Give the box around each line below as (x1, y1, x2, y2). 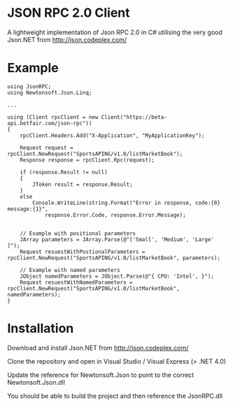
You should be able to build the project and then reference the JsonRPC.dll (7, 392, 223, 400)
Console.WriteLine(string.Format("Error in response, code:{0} (32, 199, 220, 206)
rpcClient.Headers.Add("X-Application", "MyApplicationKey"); (20, 131, 205, 139)
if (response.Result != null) (20, 169, 108, 176)
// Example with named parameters (20, 266, 120, 273)
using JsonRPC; (7, 83, 52, 90)
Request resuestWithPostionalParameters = (20, 248, 146, 255)
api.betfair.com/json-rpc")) (7, 120, 92, 127)
